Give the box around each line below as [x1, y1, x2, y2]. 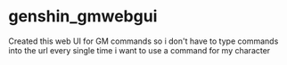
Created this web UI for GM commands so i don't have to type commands [8, 36, 279, 46]
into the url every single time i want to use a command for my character [8, 45, 271, 55]
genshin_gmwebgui [8, 6, 158, 27]
